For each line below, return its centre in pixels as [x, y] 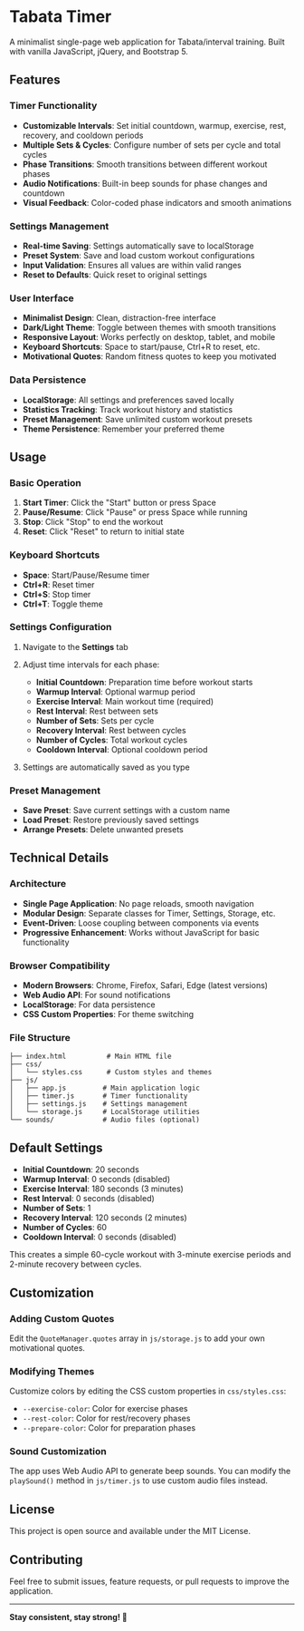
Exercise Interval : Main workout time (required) [125, 701]
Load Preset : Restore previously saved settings [110, 820]
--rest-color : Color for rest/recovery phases [106, 1418]
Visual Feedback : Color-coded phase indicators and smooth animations [157, 202]
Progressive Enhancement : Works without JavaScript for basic [141, 932]
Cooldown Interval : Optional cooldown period [122, 749]
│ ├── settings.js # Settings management [99, 1104]
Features [35, 80]
